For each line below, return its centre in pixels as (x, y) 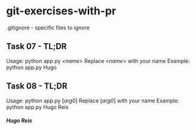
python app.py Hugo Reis (37, 107)
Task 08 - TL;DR (37, 86)
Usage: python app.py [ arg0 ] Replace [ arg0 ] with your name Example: (93, 101)
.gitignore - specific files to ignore (48, 28)
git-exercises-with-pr (61, 11)
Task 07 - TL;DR (36, 46)
